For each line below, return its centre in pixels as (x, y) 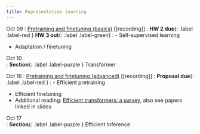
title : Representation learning (46, 12)
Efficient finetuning (38, 94)
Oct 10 (14, 58)
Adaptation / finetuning (43, 46)
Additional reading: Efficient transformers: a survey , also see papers (99, 100)
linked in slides (33, 106)
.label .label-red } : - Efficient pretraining (56, 82)
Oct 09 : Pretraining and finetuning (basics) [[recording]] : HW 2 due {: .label (99, 29)
